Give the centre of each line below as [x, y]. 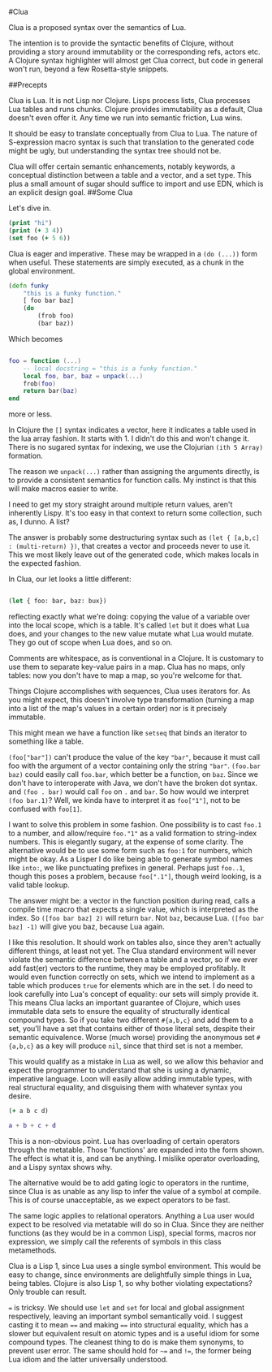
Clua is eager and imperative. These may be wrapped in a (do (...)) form [133, 253]
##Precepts [28, 85]
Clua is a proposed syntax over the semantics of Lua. [97, 27]
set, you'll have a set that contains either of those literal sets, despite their [132, 1029]
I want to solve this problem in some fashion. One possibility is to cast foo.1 [135, 824]
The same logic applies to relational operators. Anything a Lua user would [132, 1215]
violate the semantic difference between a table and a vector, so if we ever [133, 960]
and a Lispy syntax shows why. [60, 1167]
